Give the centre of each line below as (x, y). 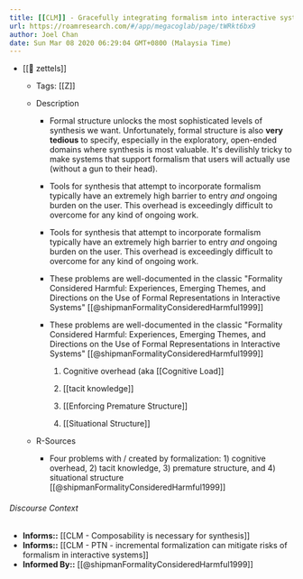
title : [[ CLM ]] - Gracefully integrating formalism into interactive (143, 18)
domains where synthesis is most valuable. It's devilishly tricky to (170, 150)
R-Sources (56, 441)
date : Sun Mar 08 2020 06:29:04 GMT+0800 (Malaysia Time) (120, 43)
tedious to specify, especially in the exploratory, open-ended (163, 140)
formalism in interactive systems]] (85, 555)
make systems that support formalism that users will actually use (170, 160)
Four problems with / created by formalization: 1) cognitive (157, 459)
